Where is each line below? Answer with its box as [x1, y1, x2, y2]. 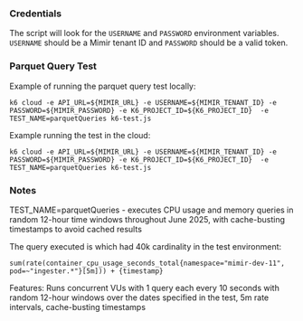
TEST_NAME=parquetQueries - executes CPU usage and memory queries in [9, 204, 294, 215]
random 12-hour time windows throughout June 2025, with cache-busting [9, 213, 286, 224]
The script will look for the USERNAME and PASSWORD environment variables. [9, 28, 279, 39]
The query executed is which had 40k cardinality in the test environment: [9, 241, 282, 251]
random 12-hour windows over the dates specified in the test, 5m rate [9, 292, 270, 303]
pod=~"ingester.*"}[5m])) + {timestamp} [9, 266, 165, 276]
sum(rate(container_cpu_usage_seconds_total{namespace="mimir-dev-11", [9, 259, 285, 268]
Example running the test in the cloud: [9, 129, 151, 140]
